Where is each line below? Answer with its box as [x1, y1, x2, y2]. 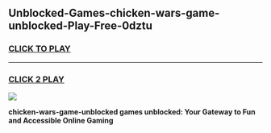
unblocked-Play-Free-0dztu [8, 19, 153, 33]
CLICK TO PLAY [8, 44, 71, 55]
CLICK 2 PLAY [8, 73, 65, 85]
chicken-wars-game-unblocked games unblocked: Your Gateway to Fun [8, 106, 256, 116]
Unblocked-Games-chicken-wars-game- [8, 6, 220, 20]
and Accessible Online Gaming [8, 115, 114, 125]
